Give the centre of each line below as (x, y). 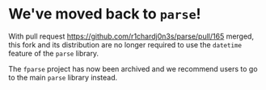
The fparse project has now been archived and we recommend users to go (133, 68)
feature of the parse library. (54, 53)
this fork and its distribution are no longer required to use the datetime (125, 44)
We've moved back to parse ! (105, 14)
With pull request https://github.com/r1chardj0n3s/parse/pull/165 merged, (131, 36)
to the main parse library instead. (63, 77)
